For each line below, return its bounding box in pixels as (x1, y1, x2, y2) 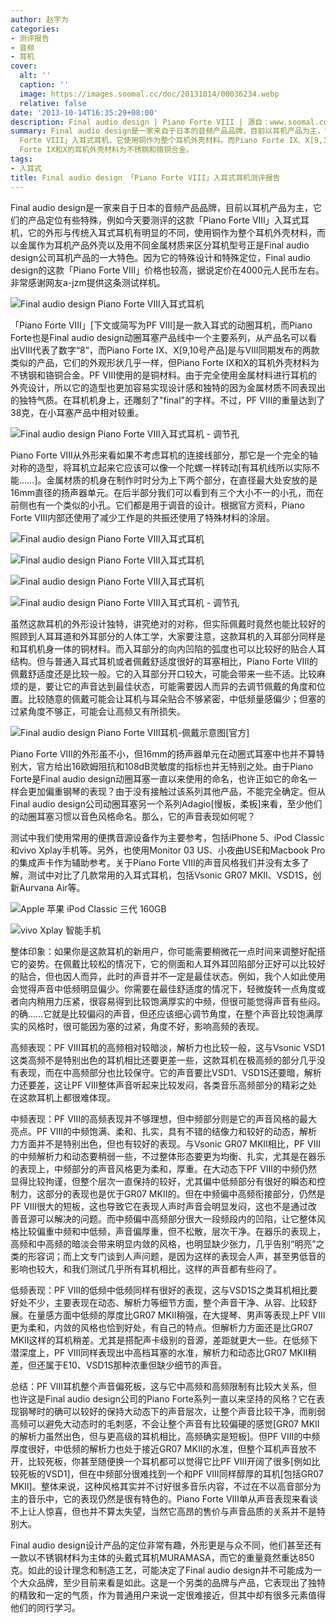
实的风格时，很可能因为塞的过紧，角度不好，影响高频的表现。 (10, 1020, 265, 1032)
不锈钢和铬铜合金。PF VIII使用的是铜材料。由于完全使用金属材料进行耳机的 (10, 369, 318, 381)
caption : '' (19, 80, 70, 90)
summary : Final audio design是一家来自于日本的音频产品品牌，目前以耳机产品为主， (10, 126, 325, 136)
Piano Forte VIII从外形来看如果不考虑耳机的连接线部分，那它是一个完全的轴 (10, 449, 318, 461)
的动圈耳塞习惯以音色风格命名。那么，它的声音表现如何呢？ (10, 810, 256, 822)
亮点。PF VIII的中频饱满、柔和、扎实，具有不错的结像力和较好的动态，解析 (10, 1125, 318, 1137)
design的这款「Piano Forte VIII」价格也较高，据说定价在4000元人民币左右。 (10, 264, 325, 276)
